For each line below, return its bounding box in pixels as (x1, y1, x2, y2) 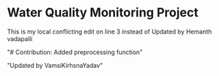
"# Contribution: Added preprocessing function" (7, 48, 143, 56)
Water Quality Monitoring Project (7, 5, 198, 21)
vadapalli (7, 34, 33, 42)
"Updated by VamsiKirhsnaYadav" (7, 61, 103, 69)
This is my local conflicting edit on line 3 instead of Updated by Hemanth (7, 27, 212, 36)
